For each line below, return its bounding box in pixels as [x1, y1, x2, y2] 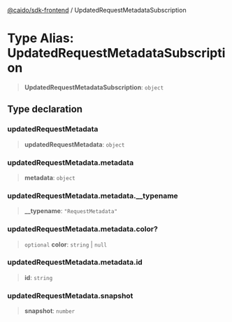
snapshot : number [24, 307, 75, 315]
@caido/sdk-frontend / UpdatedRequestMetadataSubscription [7, 6, 187, 14]
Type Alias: [7, 31, 75, 46]
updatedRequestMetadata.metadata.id [7, 258, 143, 268]
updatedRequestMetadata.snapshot [7, 291, 133, 300]
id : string [24, 273, 53, 281]
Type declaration [7, 103, 82, 115]
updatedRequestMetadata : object [24, 140, 125, 149]
